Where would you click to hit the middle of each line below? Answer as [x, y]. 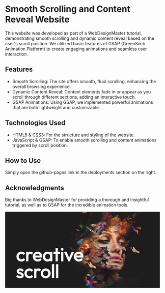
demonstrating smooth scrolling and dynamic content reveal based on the [80, 38]
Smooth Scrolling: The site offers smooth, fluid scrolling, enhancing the [84, 81]
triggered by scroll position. [40, 145]
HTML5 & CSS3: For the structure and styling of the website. [73, 135]
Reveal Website [37, 19]
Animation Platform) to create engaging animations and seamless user [76, 49]
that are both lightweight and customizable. [56, 107]
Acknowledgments [35, 188]
